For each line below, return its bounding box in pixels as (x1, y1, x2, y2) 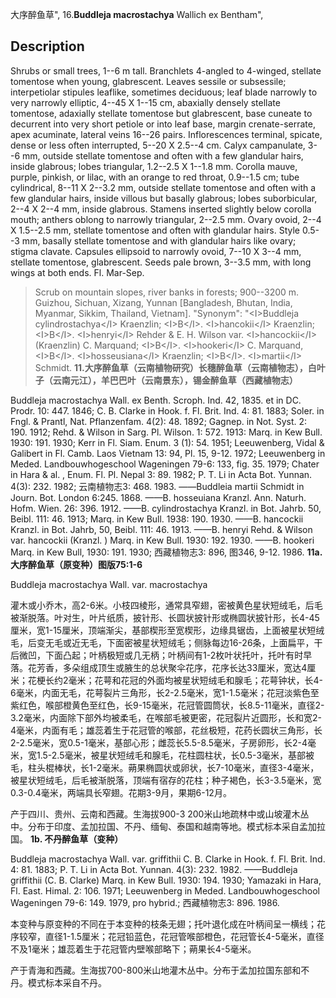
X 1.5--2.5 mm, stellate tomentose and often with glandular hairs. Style (10, 224, 300, 236)
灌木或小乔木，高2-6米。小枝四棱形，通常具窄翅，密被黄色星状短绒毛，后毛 (10, 599, 323, 611)
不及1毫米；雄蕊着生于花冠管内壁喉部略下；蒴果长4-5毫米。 (10, 943, 257, 955)
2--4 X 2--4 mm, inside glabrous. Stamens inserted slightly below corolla (10, 203, 312, 215)
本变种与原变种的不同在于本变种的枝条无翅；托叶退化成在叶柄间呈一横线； (10, 918, 317, 930)
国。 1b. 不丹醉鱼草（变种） (10, 833, 124, 845)
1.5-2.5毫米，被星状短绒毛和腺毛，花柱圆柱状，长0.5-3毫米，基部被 (36, 749, 315, 761)
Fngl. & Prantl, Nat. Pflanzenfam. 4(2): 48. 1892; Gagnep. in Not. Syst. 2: (10, 415, 308, 427)
